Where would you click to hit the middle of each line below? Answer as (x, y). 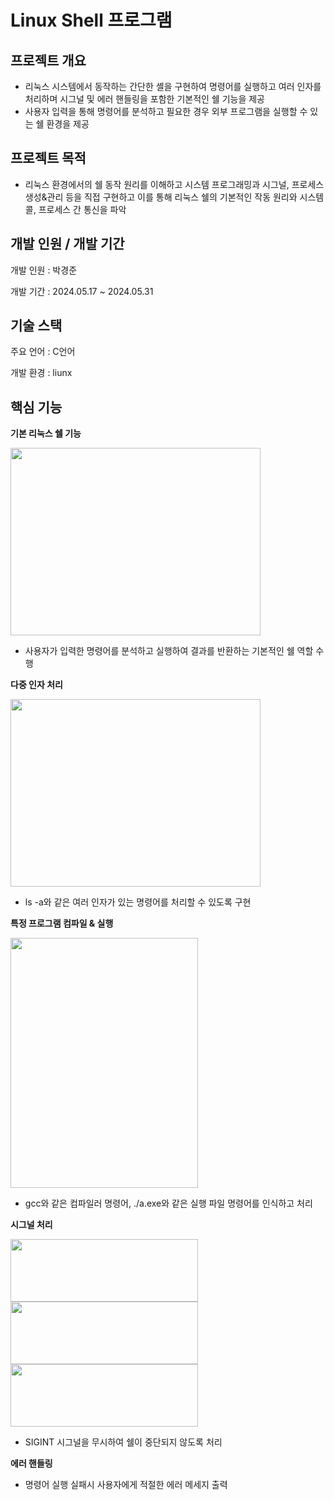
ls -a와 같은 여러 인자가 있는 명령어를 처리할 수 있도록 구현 (138, 902)
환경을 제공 (68, 124)
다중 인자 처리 (36, 685)
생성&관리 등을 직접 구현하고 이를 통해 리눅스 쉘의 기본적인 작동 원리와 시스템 (174, 197)
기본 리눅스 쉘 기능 (46, 433)
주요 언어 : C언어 (43, 352)
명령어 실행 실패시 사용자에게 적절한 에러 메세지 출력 (126, 1485)
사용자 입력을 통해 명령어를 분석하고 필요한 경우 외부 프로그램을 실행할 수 (166, 111)
